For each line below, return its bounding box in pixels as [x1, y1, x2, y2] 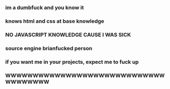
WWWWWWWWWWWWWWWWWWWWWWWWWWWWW [5, 72, 165, 79]
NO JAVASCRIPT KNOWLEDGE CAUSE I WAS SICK [5, 31, 131, 38]
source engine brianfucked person [5, 45, 93, 52]
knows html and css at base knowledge [5, 17, 105, 24]
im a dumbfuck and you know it [5, 4, 84, 11]
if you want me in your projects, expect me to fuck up [5, 58, 139, 65]
